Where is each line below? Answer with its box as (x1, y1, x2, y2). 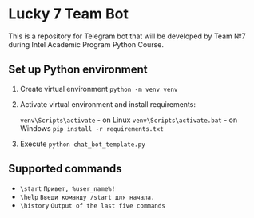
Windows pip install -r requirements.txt (19, 123, 164, 133)
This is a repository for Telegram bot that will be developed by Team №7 (8, 31, 246, 41)
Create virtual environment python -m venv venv (19, 84, 178, 93)
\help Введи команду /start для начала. (19, 193, 155, 201)
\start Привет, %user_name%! (19, 184, 116, 192)
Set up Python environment (8, 63, 148, 77)
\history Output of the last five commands (19, 201, 166, 210)
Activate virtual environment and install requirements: (19, 99, 196, 109)
